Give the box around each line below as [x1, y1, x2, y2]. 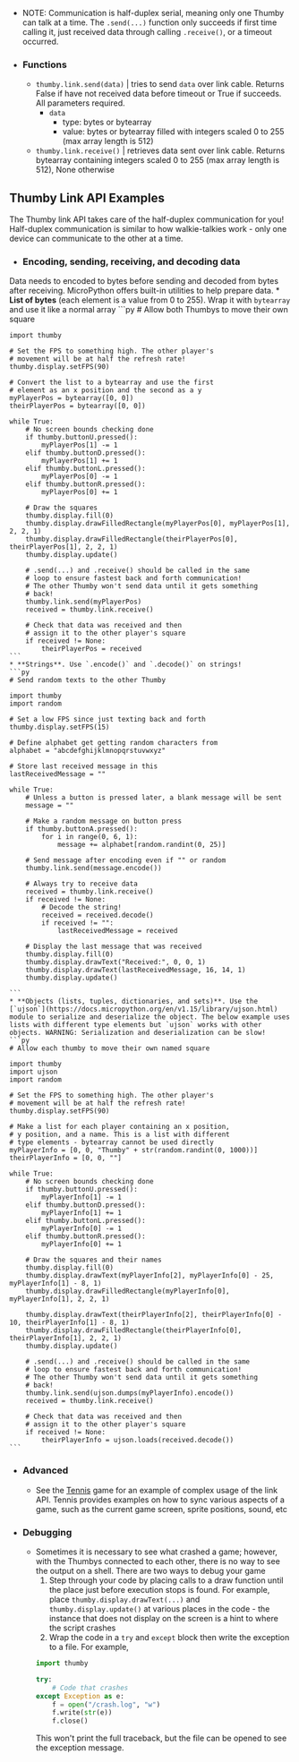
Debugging [21, 1526, 73, 1538]
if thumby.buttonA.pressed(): [25, 825, 139, 834]
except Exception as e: [35, 1691, 125, 1700]
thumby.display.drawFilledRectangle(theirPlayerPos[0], [25, 535, 239, 544]
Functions [21, 58, 67, 71]
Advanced [21, 1464, 69, 1476]
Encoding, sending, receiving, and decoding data [21, 255, 241, 268]
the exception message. [35, 1742, 124, 1753]
